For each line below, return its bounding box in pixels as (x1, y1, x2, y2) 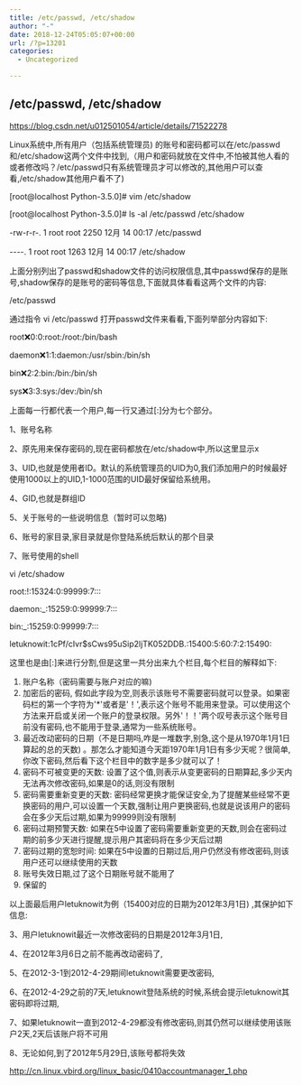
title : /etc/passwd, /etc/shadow (9, 13, 135, 23)
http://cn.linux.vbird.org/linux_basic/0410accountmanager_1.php (9, 1065, 248, 1076)
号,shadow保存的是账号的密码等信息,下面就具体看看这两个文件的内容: (9, 276, 267, 287)
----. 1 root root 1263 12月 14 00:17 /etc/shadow (9, 246, 187, 257)
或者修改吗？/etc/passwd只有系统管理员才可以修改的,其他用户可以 (9, 162, 255, 172)
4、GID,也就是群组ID (9, 493, 86, 504)
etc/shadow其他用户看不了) (22, 172, 124, 183)
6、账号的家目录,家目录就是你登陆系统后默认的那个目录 (9, 531, 215, 542)
